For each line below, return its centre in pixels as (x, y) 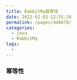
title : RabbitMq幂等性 (32, 11)
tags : (13, 44)
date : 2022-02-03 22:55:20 (39, 17)
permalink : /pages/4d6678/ (39, 22)
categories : (20, 28)
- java (19, 33)
